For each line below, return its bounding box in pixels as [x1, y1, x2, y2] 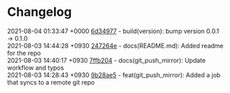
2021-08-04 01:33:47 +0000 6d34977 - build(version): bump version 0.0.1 [7, 27, 220, 35]
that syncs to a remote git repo [7, 78, 95, 86]
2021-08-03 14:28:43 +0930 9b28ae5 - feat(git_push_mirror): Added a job [7, 70, 221, 79]
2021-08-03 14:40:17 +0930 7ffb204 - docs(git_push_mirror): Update [7, 56, 206, 64]
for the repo [7, 49, 42, 57]
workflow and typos [7, 63, 64, 72]
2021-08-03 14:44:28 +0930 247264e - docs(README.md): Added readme [7, 41, 224, 50]
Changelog [7, 4, 72, 20]
